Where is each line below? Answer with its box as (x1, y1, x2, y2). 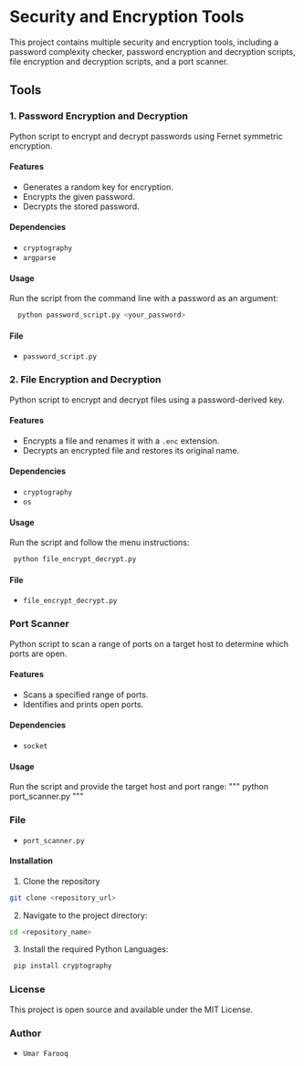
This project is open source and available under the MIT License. (9, 1004, 254, 1015)
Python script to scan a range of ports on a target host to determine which (9, 638, 289, 649)
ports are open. (9, 648, 68, 659)
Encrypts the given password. (22, 191, 135, 202)
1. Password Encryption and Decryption (9, 110, 189, 122)
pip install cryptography (13, 961, 112, 971)
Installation (9, 855, 53, 866)
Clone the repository (22, 875, 100, 886)
